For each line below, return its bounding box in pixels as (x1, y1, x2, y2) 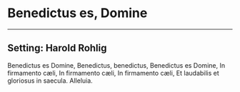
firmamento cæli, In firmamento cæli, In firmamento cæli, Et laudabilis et (7, 68, 219, 77)
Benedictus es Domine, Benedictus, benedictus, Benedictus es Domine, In (7, 61, 226, 69)
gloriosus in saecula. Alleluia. (7, 76, 93, 85)
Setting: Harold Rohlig (7, 42, 107, 54)
